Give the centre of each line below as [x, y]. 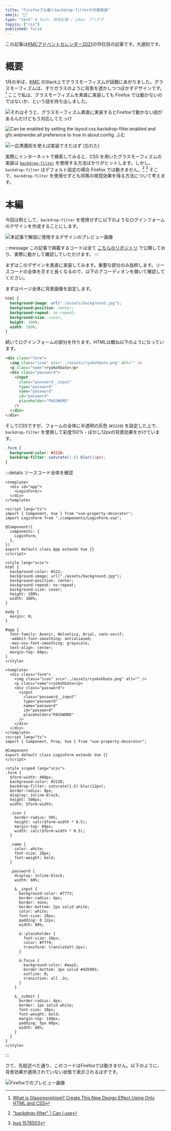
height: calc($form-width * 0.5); [51, 822]
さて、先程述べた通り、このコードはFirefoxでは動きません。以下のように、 [83, 1066]
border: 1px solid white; [46, 1005]
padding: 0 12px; [37, 921]
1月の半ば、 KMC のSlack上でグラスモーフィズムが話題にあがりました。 [80, 82]
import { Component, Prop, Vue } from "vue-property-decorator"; [76, 742]
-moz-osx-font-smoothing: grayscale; [50, 643]
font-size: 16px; [42, 938]
